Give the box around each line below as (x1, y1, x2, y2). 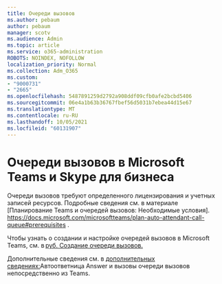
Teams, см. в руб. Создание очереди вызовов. (7, 241, 143, 250)
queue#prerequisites (7, 221, 67, 229)
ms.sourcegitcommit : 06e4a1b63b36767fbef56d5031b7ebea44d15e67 (7, 99, 192, 106)
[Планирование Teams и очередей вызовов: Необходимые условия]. (7, 206, 210, 215)
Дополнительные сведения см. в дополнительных (7, 255, 155, 263)
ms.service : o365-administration (7, 49, 103, 56)
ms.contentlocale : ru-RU (7, 112, 78, 119)
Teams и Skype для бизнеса (7, 169, 175, 185)
